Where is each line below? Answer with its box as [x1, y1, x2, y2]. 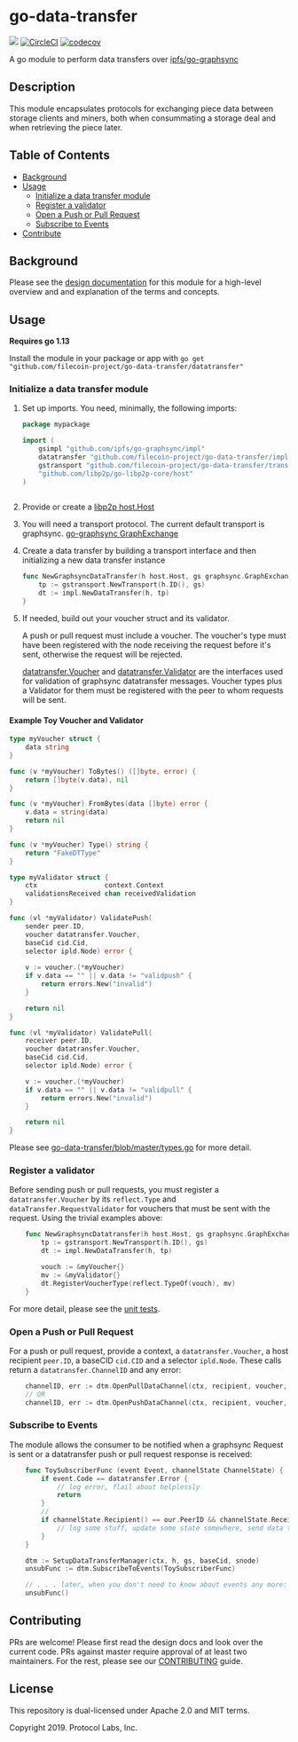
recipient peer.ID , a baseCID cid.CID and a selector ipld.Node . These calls [9, 1355, 282, 1366]
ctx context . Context [25, 881, 165, 890]
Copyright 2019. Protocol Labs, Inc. [9, 1722, 138, 1732]
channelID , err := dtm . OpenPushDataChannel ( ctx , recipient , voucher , [25, 1398, 288, 1407]
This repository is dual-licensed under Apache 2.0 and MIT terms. [9, 1705, 250, 1715]
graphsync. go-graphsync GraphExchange [21, 528, 179, 539]
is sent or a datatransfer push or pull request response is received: [9, 1448, 253, 1459]
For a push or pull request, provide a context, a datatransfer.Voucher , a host [9, 1345, 289, 1356]
